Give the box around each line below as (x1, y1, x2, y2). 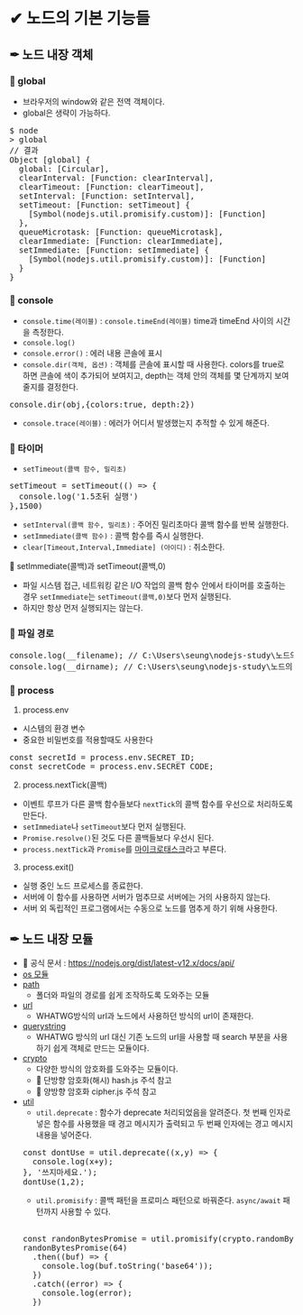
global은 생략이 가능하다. (22, 107, 111, 118)
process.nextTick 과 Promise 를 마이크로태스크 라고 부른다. (22, 844, 227, 855)
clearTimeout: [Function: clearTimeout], (18, 181, 205, 192)
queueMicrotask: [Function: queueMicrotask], (18, 226, 224, 237)
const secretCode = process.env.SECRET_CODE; (9, 761, 215, 772)
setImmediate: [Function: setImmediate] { (18, 244, 210, 255)
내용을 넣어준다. (35, 1129, 92, 1140)
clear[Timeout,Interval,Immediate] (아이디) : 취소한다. (22, 542, 225, 553)
